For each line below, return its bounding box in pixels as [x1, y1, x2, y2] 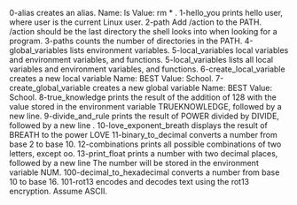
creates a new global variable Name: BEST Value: [92, 83, 273, 93]
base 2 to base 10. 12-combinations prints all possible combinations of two [9, 139, 282, 149]
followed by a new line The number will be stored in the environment [9, 158, 259, 168]
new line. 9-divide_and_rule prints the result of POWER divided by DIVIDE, [9, 110, 279, 121]
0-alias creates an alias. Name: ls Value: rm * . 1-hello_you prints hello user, [9, 8, 284, 18]
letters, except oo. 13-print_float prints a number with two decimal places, [9, 148, 278, 158]
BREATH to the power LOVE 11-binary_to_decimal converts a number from [9, 130, 277, 140]
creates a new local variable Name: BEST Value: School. [9, 73, 215, 83]
